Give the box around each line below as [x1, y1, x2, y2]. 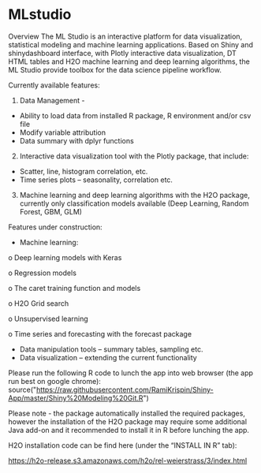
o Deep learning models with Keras [8, 252, 122, 262]
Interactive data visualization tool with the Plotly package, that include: [19, 151, 249, 161]
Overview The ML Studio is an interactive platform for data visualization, [8, 32, 243, 41]
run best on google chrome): [8, 376, 101, 385]
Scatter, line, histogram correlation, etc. [19, 166, 148, 176]
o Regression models [8, 268, 77, 277]
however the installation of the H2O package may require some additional [8, 416, 247, 426]
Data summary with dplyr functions [19, 136, 134, 145]
